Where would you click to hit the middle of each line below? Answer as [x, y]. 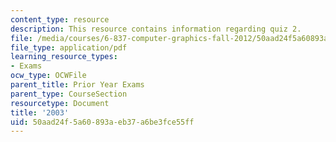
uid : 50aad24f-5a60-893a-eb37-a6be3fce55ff [102, 122]
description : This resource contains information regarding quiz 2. [156, 29]
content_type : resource [60, 19]
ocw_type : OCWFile [48, 76]
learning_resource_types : [64, 57]
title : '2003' [40, 112]
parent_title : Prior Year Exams [77, 85]
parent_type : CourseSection [69, 94]
